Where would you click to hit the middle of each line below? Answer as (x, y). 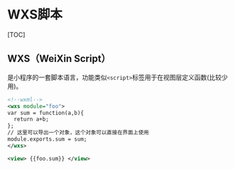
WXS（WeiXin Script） (59, 59)
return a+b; (32, 119)
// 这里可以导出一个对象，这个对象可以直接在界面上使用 (78, 133)
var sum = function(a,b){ (45, 113)
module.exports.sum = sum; (47, 139)
